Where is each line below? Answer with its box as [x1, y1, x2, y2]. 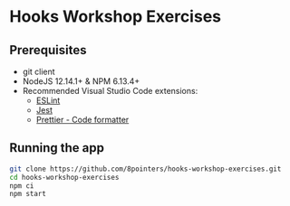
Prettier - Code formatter [35, 115, 130, 125]
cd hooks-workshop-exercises [9, 173, 120, 182]
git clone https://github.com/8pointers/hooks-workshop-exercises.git [9, 164, 282, 173]
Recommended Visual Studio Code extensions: [22, 86, 198, 96]
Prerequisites [9, 42, 87, 58]
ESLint [35, 95, 61, 106]
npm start [9, 190, 47, 199]
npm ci [9, 181, 34, 191]
